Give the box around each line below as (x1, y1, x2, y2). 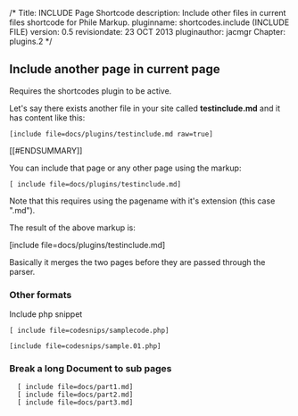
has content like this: (9, 112, 86, 123)
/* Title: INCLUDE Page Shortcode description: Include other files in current (9, 8, 286, 18)
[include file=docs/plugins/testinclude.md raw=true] (9, 129, 214, 138)
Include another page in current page (9, 62, 220, 77)
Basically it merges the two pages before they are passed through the (9, 256, 266, 267)
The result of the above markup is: (9, 222, 137, 233)
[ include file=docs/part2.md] (17, 390, 134, 400)
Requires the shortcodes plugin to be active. (9, 85, 172, 96)
